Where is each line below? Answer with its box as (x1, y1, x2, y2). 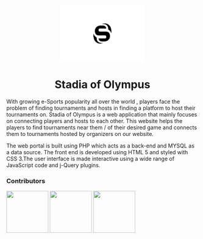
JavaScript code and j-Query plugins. (6, 161, 101, 169)
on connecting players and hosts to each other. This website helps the (6, 117, 183, 124)
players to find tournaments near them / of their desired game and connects (6, 124, 197, 131)
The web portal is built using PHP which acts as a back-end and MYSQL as (6, 142, 195, 149)
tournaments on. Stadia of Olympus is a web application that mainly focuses (6, 110, 198, 118)
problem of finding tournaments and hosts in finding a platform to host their (6, 104, 196, 112)
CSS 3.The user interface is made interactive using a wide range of (6, 155, 175, 162)
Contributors (6, 176, 46, 185)
